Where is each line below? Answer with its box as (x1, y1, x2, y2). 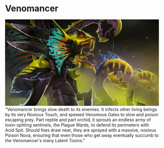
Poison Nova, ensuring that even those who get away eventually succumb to (5, 132, 159, 138)
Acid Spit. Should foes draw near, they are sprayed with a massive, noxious (5, 127, 157, 133)
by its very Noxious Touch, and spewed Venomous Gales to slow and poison (5, 112, 159, 118)
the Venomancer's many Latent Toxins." (5, 138, 85, 144)
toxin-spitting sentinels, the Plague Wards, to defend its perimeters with (5, 122, 149, 128)
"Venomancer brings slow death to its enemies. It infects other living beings (5, 106, 157, 112)
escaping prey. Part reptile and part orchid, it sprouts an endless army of (5, 117, 151, 123)
